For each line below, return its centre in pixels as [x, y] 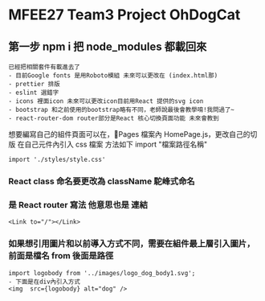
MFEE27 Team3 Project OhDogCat [124, 15]
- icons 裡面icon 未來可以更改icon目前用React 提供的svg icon [106, 101]
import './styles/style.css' [57, 159]
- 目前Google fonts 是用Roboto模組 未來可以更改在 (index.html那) [113, 76]
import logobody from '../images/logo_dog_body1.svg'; [102, 273]
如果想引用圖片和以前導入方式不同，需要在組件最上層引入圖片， [132, 244]
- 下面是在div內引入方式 [44, 282]
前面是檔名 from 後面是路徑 [61, 256]
